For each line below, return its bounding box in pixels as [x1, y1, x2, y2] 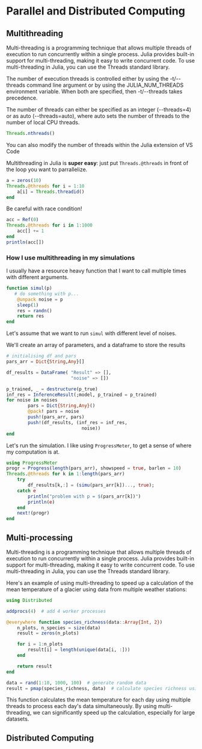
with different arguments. [6, 274, 69, 281]
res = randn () [17, 307, 52, 314]
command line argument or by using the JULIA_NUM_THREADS [26, 81, 184, 89]
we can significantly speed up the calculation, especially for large [32, 709, 195, 716]
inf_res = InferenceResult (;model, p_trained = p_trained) [6, 392, 158, 398]
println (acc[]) [6, 239, 44, 245]
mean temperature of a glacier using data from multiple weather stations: [6, 586, 188, 593]
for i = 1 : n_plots [17, 641, 63, 647]
